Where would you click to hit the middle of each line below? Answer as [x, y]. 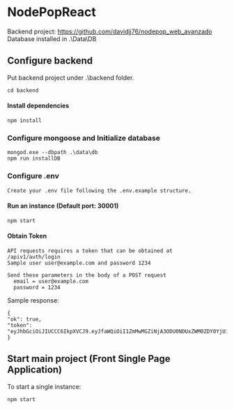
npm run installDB [34, 159]
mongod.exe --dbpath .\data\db [53, 153]
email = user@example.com [51, 281]
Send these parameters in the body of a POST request [87, 275]
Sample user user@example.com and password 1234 [79, 263]
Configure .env [33, 176]
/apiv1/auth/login [34, 257]
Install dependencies [38, 106]
